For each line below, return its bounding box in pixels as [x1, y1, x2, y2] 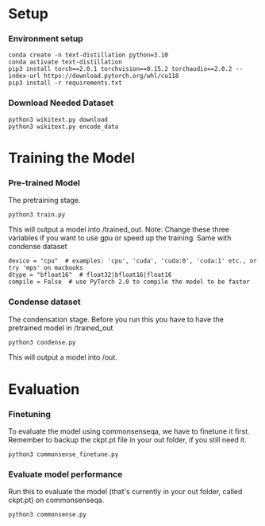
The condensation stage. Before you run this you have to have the [8, 314, 224, 324]
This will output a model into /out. [8, 352, 117, 362]
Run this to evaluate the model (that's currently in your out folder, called [8, 487, 243, 497]
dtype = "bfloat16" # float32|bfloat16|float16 [8, 271, 172, 279]
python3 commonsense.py [8, 511, 87, 519]
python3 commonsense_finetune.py [8, 450, 119, 458]
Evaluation [8, 380, 80, 398]
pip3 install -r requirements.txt [8, 79, 123, 88]
